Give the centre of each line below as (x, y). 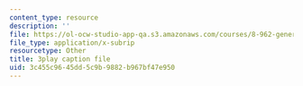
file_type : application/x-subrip (72, 43)
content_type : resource (54, 17)
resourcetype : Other (48, 51)
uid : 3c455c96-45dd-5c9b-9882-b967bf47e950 (92, 68)
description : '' (40, 26)
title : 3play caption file (60, 59)
